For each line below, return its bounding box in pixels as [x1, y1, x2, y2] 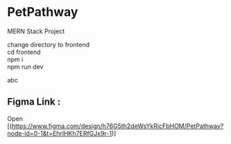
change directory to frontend [7, 40, 90, 48]
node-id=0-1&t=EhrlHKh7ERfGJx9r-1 [7, 129, 112, 137]
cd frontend [7, 48, 41, 56]
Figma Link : [7, 96, 61, 108]
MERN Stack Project [7, 27, 65, 35]
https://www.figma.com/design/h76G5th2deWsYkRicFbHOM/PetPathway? [11, 122, 224, 130]
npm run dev [7, 62, 44, 71]
